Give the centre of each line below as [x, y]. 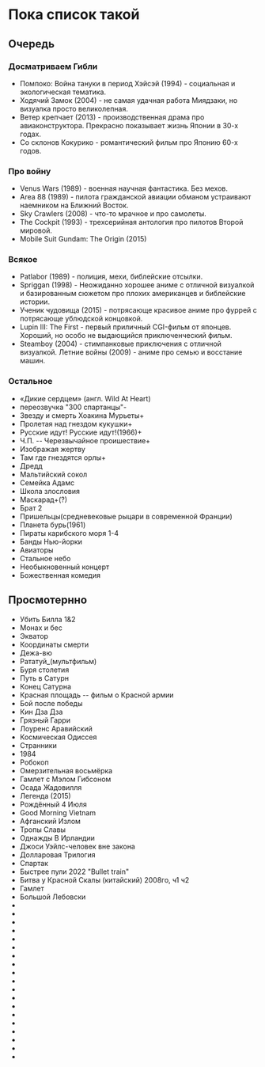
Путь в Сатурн [44, 678]
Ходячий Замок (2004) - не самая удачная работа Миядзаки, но [129, 100]
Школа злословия [50, 491]
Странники [38, 745]
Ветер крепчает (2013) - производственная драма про [112, 117]
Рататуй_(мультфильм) [58, 661]
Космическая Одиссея [58, 737]
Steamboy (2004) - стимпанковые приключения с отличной [120, 344]
